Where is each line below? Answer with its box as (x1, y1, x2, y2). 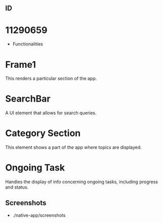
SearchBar (5, 93, 51, 105)
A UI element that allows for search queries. (5, 110, 97, 116)
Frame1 (5, 59, 36, 70)
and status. (5, 184, 29, 190)
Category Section (5, 127, 81, 139)
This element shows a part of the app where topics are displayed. (5, 144, 142, 151)
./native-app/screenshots (12, 212, 66, 218)
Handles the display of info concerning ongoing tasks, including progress (5, 179, 158, 185)
